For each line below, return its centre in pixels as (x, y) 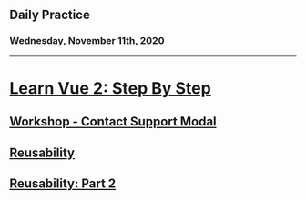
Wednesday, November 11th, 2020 (87, 41)
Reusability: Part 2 (63, 184)
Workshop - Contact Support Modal (113, 122)
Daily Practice (50, 15)
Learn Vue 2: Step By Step (110, 88)
